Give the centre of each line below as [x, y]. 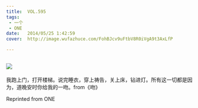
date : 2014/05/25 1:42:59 [41, 34]
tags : [13, 17]
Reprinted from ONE [31, 99]
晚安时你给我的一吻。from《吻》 [61, 87]
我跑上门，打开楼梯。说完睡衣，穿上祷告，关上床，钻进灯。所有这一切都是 [97, 80]
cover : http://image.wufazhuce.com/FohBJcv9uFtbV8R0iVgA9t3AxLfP [90, 39]
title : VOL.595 [26, 12]
